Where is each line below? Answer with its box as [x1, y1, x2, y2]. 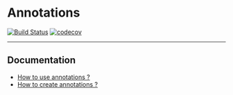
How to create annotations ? [17, 80, 98, 88]
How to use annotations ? [17, 73, 90, 81]
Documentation [7, 54, 76, 67]
